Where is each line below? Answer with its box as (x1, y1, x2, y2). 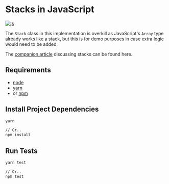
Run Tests (5, 146, 38, 155)
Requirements (5, 66, 51, 74)
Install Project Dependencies (5, 105, 99, 114)
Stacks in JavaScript (5, 4, 94, 15)
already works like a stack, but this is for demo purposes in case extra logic (5, 36, 164, 42)
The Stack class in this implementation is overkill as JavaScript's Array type (5, 30, 164, 36)
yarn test (5, 160, 27, 165)
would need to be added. (5, 41, 58, 47)
